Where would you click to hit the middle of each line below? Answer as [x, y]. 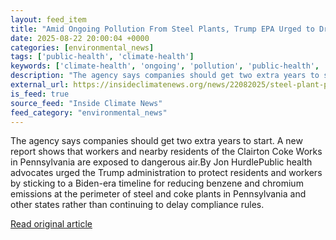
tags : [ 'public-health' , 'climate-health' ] [102, 57]
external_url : [40, 85]
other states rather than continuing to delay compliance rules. [137, 205]
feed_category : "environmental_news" [89, 112]
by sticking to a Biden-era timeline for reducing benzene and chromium [157, 183]
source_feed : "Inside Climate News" [86, 103]
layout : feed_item [48, 19]
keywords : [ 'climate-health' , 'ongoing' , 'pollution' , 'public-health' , [165, 66]
